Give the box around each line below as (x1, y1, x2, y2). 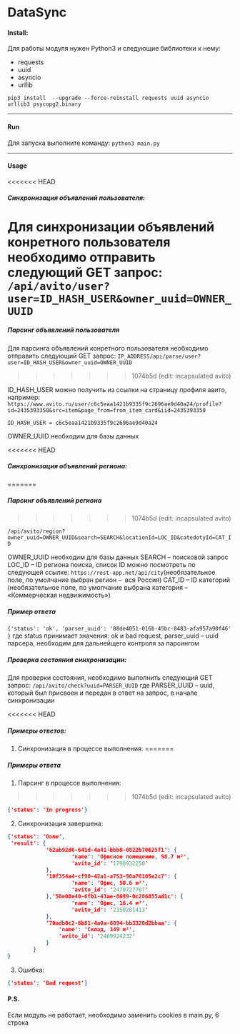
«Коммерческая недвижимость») (7, 591, 111, 600)
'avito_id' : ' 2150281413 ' (71, 906, 149, 913)
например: (7, 393, 41, 401)
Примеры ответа (7, 761, 61, 769)
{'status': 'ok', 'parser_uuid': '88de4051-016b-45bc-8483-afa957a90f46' (7, 626, 232, 633)
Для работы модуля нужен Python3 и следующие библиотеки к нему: (7, 44, 221, 53)
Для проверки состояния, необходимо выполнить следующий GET (7, 673, 213, 682)
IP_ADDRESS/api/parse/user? (117, 353, 201, 360)
